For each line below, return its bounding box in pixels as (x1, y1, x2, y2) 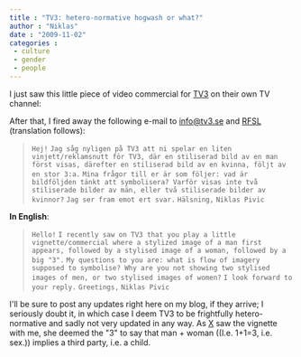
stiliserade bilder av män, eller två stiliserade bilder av (31, 185, 267, 194)
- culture (13, 47, 50, 56)
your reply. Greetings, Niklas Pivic (31, 282, 169, 292)
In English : (9, 211, 50, 221)
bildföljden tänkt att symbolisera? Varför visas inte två (31, 177, 259, 186)
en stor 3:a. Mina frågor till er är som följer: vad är (31, 169, 249, 179)
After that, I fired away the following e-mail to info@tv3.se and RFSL (9, 115, 261, 127)
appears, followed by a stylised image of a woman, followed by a (31, 246, 287, 255)
